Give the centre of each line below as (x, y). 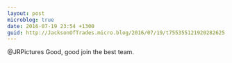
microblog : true (31, 20)
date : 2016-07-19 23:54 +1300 (51, 26)
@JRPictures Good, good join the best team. (71, 52)
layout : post (26, 13)
